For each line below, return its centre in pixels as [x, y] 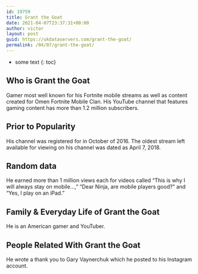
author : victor [25, 28]
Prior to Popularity [41, 127]
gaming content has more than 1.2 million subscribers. [72, 107]
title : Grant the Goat [34, 17]
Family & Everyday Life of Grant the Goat [83, 212]
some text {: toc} [35, 62]
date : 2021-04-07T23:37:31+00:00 [48, 23]
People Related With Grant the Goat [73, 245]
